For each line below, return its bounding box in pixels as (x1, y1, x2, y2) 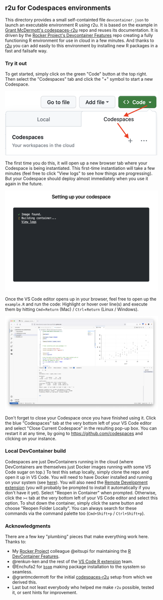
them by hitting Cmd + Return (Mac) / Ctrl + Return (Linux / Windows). (5, 306, 139, 312)
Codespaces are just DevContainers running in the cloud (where (5, 458, 133, 464)
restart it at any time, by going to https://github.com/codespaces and (5, 430, 143, 436)
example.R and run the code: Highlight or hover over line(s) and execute (5, 301, 148, 307)
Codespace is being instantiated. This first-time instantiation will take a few (5, 165, 155, 171)
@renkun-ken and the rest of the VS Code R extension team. (12, 559, 133, 564)
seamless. (12, 569, 33, 575)
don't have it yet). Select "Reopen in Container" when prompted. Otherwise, (5, 490, 157, 495)
